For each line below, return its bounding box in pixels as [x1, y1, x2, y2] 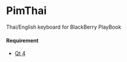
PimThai [6, 4, 47, 18]
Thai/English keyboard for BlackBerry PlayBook [6, 23, 122, 30]
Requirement [6, 37, 39, 44]
